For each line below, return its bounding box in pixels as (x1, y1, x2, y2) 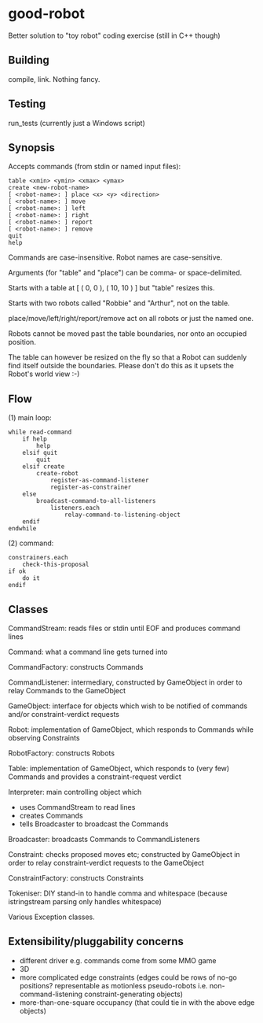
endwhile (8, 525, 37, 533)
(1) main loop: (8, 413, 53, 423)
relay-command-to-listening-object (64, 511, 181, 519)
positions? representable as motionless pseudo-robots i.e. (19, 981, 208, 990)
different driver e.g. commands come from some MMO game (19, 955, 217, 965)
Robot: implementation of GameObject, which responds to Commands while (8, 725, 254, 734)
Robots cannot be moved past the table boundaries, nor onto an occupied (8, 329, 247, 338)
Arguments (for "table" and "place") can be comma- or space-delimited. (8, 268, 243, 278)
